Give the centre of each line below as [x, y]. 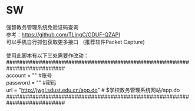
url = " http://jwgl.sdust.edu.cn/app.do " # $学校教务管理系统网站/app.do [93, 90]
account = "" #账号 [29, 75]
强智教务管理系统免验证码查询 [42, 27]
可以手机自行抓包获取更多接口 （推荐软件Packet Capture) [76, 42]
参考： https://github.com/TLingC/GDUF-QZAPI [63, 34]
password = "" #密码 [31, 82]
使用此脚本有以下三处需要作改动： [47, 55]
